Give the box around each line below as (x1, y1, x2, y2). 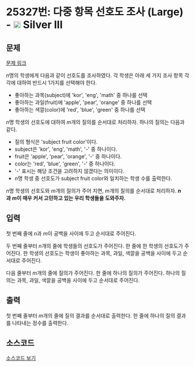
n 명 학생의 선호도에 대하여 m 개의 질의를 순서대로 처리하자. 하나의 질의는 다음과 (6, 119, 185, 126)
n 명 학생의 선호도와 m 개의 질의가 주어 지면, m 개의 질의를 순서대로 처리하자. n (6, 188, 182, 194)
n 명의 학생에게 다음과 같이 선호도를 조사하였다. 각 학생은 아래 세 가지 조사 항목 (6, 72, 183, 79)
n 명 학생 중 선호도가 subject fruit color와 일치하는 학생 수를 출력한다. (14, 175, 172, 182)
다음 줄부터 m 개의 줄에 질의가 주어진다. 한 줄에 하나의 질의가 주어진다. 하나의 (6, 269, 180, 276)
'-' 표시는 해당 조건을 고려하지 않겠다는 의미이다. (14, 168, 124, 174)
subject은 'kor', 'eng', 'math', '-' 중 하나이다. (14, 146, 118, 153)
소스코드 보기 (6, 355, 36, 362)
